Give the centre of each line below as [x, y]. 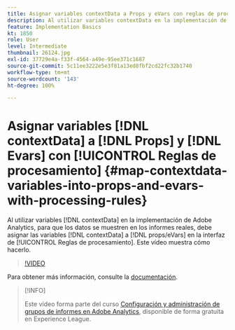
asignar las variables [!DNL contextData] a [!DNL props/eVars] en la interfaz [116, 235]
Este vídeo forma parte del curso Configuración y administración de [122, 304]
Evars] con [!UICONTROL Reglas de [112, 156]
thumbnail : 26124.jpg [39, 53]
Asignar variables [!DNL [78, 126]
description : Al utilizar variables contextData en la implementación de [117, 20]
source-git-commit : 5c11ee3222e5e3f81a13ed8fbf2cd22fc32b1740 [100, 66]
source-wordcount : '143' [43, 79]
